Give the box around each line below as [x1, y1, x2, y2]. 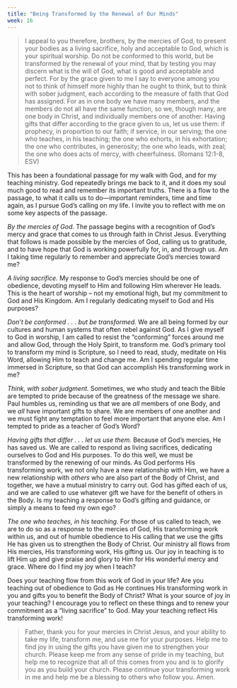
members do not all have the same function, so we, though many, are [24, 104, 226, 113]
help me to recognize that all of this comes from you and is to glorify [24, 658, 224, 666]
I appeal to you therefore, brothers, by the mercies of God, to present [24, 36, 226, 45]
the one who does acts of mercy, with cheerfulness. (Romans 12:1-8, [24, 150, 225, 158]
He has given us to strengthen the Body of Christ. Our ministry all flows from [7, 540, 230, 548]
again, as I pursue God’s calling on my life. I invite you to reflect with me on [7, 201, 226, 209]
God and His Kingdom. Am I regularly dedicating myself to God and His [7, 296, 214, 305]
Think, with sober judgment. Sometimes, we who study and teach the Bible [7, 384, 226, 392]
